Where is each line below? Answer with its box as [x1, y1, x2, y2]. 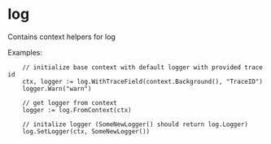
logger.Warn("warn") [22, 85, 92, 93]
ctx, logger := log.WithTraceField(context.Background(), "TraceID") [22, 77, 264, 85]
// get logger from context [22, 98, 117, 107]
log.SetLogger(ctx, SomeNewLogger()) [22, 127, 151, 135]
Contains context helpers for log [7, 32, 116, 41]
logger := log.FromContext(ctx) [22, 106, 132, 114]
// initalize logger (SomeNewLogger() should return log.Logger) [22, 120, 249, 129]
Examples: [7, 47, 42, 57]
